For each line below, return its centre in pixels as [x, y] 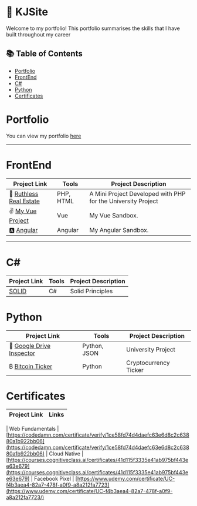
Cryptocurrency [148, 363]
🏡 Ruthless [24, 193]
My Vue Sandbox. [114, 216]
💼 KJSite [27, 12]
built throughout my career [38, 34]
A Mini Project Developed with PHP [137, 193]
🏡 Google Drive [30, 346]
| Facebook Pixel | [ [54, 479]
